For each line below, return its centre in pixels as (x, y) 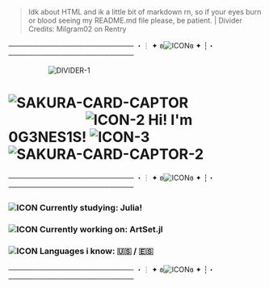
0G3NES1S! (48, 137)
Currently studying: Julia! (91, 207)
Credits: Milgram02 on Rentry (77, 29)
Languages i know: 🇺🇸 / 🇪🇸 (96, 251)
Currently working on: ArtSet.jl (101, 229)
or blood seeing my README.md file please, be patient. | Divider (135, 20)
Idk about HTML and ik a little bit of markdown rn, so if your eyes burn (145, 11)
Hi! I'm (170, 120)
